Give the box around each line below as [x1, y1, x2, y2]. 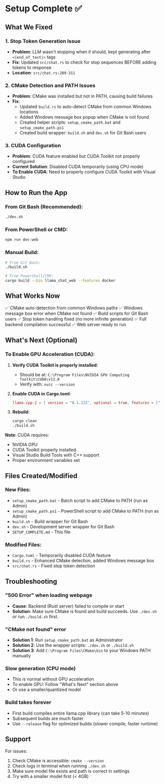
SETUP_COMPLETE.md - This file [12, 529, 70, 535]
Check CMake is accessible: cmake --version [12, 757, 104, 763]
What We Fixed [5, 23, 53, 31]
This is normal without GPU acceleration [12, 676, 95, 682]
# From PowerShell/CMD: [5, 274, 54, 279]
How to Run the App [5, 188, 67, 197]
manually [12, 653, 31, 659]
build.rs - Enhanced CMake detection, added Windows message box [12, 557, 154, 564]
